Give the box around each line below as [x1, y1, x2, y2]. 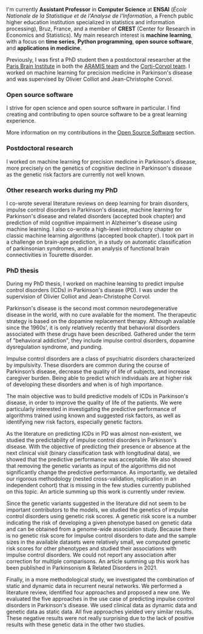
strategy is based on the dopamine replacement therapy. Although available [6, 318, 196, 325]
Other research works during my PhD [6, 185, 118, 194]
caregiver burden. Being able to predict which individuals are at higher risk [6, 375, 193, 382]
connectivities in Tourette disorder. [6, 251, 93, 258]
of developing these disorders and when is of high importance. [6, 381, 164, 388]
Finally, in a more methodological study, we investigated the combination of [6, 576, 195, 583]
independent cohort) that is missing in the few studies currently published [6, 482, 191, 489]
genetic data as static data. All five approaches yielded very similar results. [6, 608, 194, 615]
